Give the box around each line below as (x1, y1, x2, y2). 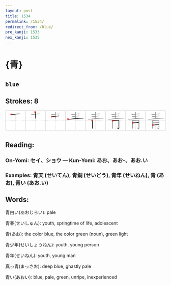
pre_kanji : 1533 (5, 29, 40, 35)
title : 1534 (5, 13, 31, 19)
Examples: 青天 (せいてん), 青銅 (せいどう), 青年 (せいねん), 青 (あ (5, 172, 164, 179)
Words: (5, 196, 29, 204)
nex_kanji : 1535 (5, 35, 40, 40)
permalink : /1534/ (5, 19, 44, 24)
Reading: (5, 140, 35, 149)
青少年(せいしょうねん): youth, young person (5, 242, 99, 248)
